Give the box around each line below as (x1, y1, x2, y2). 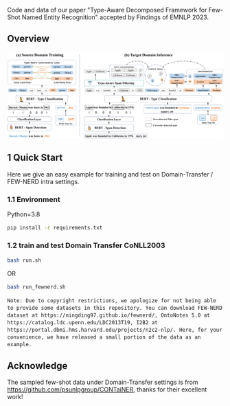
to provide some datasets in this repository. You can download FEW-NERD (7, 305, 223, 312)
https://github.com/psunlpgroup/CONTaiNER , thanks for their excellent (7, 385, 207, 394)
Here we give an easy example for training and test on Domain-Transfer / (7, 170, 214, 178)
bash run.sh (7, 257, 41, 264)
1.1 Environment (7, 194, 60, 204)
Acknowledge (7, 360, 68, 372)
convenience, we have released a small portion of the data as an (7, 334, 201, 341)
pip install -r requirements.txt (7, 225, 103, 232)
